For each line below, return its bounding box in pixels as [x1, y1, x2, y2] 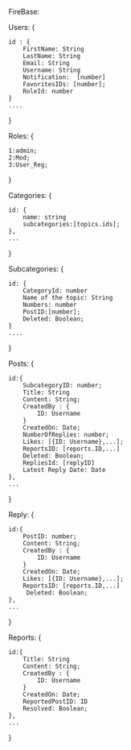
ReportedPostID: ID [23, 698, 88, 706]
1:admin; [8, 147, 38, 155]
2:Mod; [8, 154, 31, 162]
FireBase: [8, 7, 40, 16]
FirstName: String [23, 45, 84, 53]
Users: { [8, 23, 35, 31]
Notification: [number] [23, 73, 106, 81]
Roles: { [8, 131, 35, 140]
